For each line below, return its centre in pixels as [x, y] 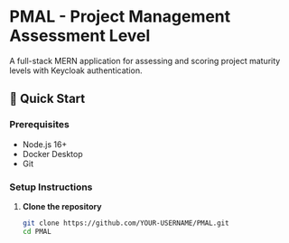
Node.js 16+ [45, 144]
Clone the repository [62, 206]
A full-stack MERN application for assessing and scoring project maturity [145, 61]
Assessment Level [80, 36]
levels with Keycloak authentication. [76, 70]
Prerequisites [39, 125]
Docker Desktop [52, 154]
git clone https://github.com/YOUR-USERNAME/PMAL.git [126, 223]
